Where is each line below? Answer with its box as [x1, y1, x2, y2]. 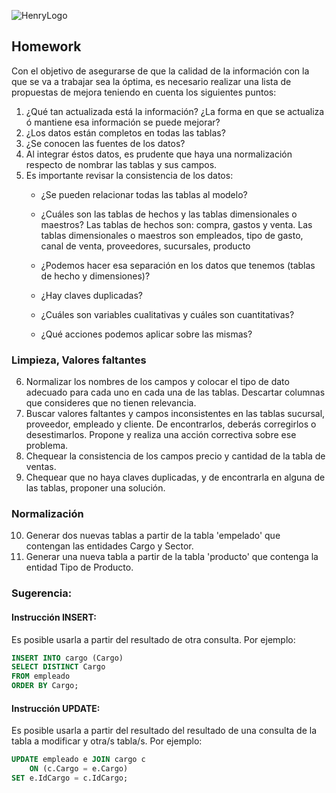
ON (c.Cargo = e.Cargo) [29, 764, 129, 774]
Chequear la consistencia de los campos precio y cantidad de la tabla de [25, 450, 326, 462]
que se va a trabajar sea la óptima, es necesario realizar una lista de [11, 75, 292, 87]
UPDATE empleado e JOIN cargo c [11, 755, 146, 765]
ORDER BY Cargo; [11, 681, 79, 691]
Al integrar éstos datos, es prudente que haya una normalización [25, 148, 293, 160]
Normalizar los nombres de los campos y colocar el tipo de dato [25, 376, 290, 388]
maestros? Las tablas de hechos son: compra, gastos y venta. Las [40, 218, 313, 230]
